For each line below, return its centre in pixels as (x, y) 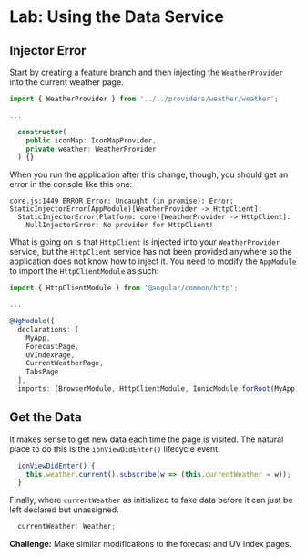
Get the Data (46, 417)
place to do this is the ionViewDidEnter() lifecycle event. (115, 448)
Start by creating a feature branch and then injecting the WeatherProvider (147, 72)
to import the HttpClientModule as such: (84, 271)
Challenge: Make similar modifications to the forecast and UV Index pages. (151, 544)
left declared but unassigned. (65, 510)
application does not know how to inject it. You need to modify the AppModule (153, 261)
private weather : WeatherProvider (91, 149)
